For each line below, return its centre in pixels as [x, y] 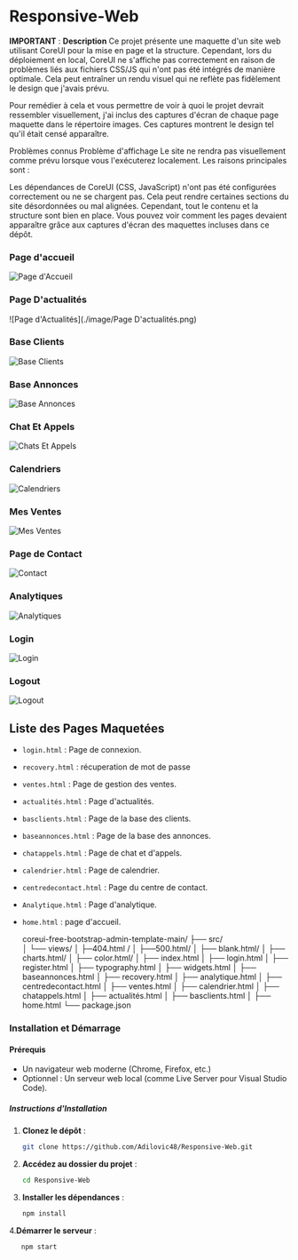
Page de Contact [46, 554]
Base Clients [37, 342]
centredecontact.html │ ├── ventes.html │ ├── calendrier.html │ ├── [150, 986]
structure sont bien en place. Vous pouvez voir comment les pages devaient [148, 215]
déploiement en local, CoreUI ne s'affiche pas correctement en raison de [142, 60]
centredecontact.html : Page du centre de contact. [115, 888]
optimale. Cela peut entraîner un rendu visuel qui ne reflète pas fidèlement [145, 78]
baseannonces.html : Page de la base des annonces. [116, 836]
